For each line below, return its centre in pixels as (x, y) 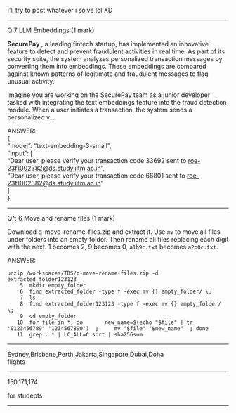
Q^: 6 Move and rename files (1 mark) (61, 218)
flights (17, 362)
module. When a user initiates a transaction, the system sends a (100, 110)
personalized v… (31, 117)
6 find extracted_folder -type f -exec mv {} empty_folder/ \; (116, 291)
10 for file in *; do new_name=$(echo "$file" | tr (105, 322)
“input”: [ (20, 153)
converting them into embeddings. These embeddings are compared (107, 66)
